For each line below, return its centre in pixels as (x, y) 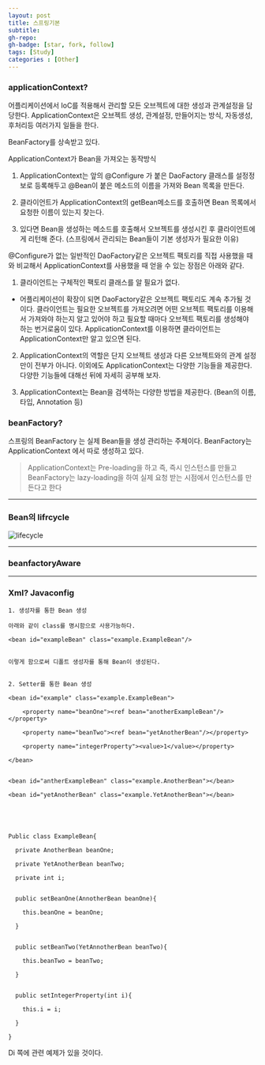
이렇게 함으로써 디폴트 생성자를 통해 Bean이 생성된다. (84, 662)
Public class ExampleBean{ (52, 837)
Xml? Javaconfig (41, 592)
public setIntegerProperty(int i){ (74, 996)
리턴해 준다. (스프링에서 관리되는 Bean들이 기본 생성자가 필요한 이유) (133, 239)
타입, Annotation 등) (51, 402)
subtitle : (24, 30)
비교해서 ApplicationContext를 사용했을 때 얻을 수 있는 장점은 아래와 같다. (130, 266)
